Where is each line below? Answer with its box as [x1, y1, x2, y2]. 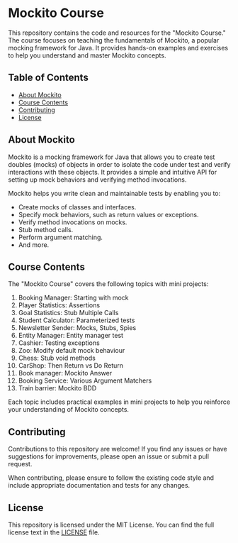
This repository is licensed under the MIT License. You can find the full [8, 520, 215, 529]
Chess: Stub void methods [18, 353, 96, 363]
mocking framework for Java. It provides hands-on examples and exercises [8, 43, 229, 52]
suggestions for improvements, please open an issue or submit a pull [8, 452, 210, 461]
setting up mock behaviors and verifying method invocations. [8, 175, 187, 184]
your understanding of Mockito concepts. [8, 405, 130, 414]
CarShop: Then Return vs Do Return [18, 361, 123, 370]
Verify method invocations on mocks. [18, 218, 127, 226]
